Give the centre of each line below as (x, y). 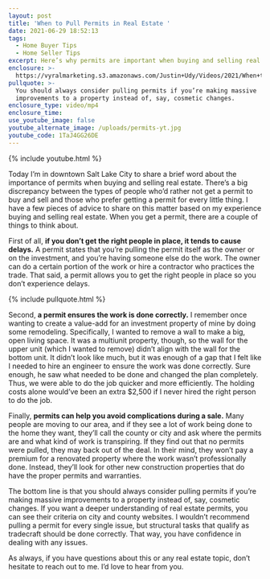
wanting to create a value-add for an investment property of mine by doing (132, 323)
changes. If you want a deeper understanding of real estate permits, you (128, 508)
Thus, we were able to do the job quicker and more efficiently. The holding (131, 383)
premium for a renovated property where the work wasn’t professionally (127, 458)
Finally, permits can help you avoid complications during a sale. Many (126, 416)
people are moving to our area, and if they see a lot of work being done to (131, 424)
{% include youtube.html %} (55, 158)
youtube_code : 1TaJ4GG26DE (53, 135)
